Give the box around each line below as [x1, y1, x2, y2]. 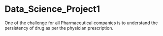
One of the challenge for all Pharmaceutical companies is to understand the [4, 20, 158, 26]
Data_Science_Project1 [4, 3, 100, 15]
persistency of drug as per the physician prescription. [4, 25, 114, 31]
